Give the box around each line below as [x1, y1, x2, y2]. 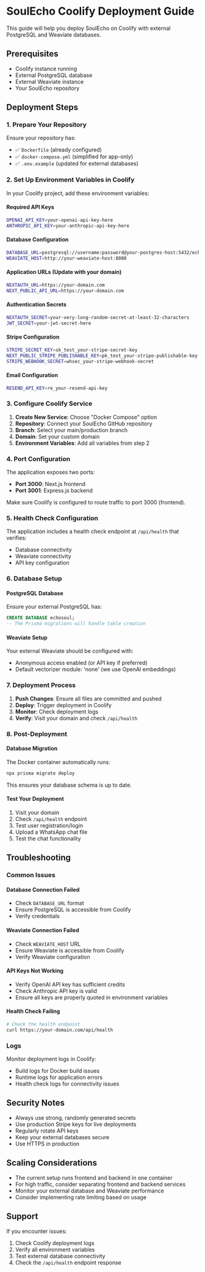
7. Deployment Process [6, 681, 76, 689]
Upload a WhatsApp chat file [15, 828, 88, 836]
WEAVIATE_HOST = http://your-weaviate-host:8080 [6, 255, 127, 261]
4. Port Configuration [6, 454, 71, 463]
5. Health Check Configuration [6, 513, 99, 522]
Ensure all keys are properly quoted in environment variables [15, 993, 168, 1001]
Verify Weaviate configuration [15, 953, 90, 960]
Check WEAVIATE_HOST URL [15, 940, 81, 947]
